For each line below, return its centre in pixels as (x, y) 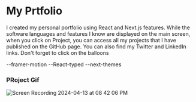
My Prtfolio (34, 11)
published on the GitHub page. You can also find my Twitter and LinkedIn (97, 47)
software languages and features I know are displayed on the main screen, (98, 33)
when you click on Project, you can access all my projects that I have (91, 40)
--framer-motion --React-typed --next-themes (64, 64)
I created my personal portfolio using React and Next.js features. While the (98, 27)
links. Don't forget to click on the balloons (58, 52)
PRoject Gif (23, 80)
